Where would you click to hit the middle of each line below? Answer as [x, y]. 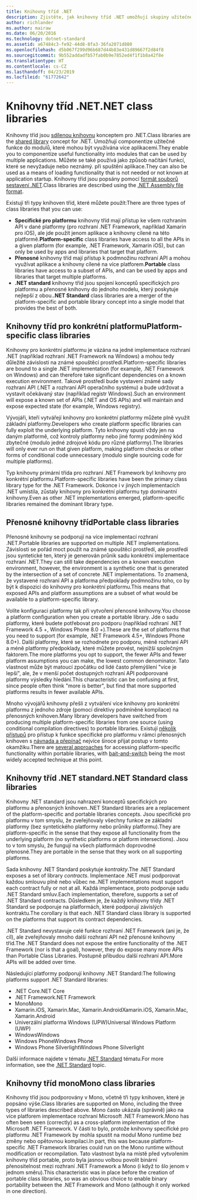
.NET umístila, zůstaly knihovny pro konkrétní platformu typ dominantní [91, 491]
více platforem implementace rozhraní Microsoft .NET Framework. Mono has [98, 1116]
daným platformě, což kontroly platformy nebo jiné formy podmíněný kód [94, 436]
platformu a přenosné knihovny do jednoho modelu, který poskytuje [96, 290]
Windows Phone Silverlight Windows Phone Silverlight [79, 1047]
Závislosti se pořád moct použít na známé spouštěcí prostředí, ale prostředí [97, 549]
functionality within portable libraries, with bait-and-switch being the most [96, 753]
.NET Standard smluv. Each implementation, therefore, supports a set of [92, 894]
